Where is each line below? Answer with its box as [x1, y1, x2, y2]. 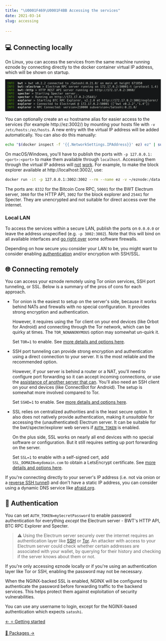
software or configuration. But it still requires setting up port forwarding [12, 439, 158, 445]
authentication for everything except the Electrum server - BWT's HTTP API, [5, 518, 161, 524]
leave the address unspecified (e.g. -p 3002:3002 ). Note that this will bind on [5, 230, 161, 236]
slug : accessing [5, 18, 39, 23]
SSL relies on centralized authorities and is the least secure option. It [12, 409, 152, 415]
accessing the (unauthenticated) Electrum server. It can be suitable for [12, 419, 156, 425]
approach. [5, 289, 26, 295]
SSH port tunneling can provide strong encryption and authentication [12, 348, 153, 354]
